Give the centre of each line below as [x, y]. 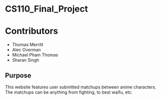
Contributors [32, 31]
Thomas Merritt [28, 45]
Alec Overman [27, 50]
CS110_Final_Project [47, 9]
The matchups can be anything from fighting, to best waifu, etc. [69, 92]
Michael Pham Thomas [35, 55]
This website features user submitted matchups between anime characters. [81, 87]
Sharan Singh [26, 60]
